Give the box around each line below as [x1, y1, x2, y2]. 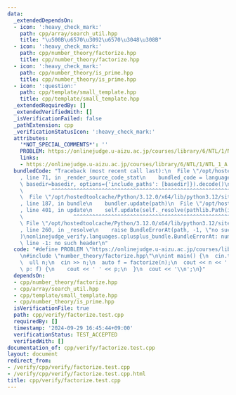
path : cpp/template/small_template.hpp [20, 89, 137, 96]
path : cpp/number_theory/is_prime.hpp [20, 69, 133, 76]
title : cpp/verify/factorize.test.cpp [7, 377, 121, 384]
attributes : [13, 134, 49, 142]
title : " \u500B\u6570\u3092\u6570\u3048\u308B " [20, 37, 162, 44]
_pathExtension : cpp [13, 121, 74, 129]
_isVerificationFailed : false [13, 115, 102, 122]
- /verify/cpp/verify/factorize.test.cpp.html [7, 370, 146, 377]
